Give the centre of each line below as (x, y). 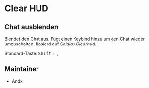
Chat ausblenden (32, 27)
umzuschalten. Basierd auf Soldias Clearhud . (51, 44)
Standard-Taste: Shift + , (32, 53)
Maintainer (22, 69)
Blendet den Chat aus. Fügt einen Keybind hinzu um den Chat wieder (75, 39)
